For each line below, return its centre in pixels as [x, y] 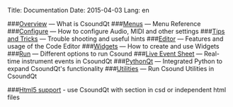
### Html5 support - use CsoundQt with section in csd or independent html [117, 90]
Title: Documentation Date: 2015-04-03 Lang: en [79, 10]
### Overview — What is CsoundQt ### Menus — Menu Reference [104, 24]
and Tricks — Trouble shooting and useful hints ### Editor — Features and [115, 39]
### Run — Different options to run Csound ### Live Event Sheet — [105, 53]
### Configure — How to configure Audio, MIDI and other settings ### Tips [116, 31]
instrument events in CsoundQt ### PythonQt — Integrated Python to [122, 61]
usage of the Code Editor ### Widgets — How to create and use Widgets [113, 46]
